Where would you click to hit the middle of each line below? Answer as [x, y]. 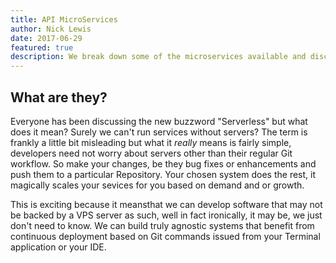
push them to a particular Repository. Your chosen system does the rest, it [163, 174]
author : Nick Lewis [51, 29]
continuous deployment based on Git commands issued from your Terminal [165, 236]
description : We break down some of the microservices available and [158, 57]
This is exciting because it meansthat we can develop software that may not [166, 204]
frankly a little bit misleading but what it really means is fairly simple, [151, 142]
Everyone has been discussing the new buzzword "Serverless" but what [159, 121]
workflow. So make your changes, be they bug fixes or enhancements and [163, 163]
